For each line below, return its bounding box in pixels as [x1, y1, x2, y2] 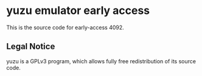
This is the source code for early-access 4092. [6, 24, 125, 31]
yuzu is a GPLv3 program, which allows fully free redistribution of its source [6, 57, 197, 64]
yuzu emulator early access [6, 4, 150, 18]
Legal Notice [6, 41, 55, 52]
